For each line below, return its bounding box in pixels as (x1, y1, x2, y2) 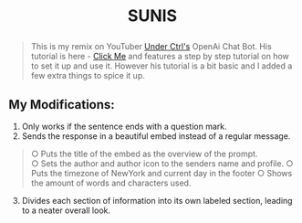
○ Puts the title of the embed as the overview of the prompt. (30, 148, 258, 159)
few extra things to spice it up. (30, 70, 145, 81)
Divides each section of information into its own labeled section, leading (21, 196, 293, 206)
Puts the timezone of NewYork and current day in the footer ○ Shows (30, 168, 293, 178)
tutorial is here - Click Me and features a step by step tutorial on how (30, 51, 289, 62)
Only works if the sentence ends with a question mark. (21, 121, 227, 132)
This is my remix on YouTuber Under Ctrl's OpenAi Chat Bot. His (30, 41, 272, 52)
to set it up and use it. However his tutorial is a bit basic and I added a (30, 60, 293, 71)
